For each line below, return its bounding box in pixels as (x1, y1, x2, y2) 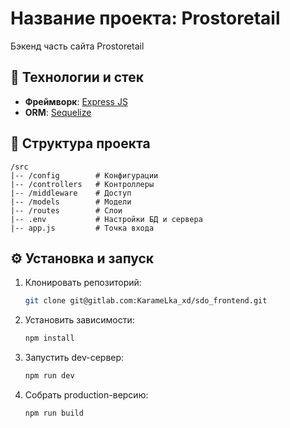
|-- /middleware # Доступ (10, 188, 132, 198)
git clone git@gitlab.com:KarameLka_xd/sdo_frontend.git (24, 296, 268, 306)
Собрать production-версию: (24, 389, 149, 401)
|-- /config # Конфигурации (10, 170, 159, 181)
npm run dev (24, 371, 75, 381)
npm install (24, 333, 75, 344)
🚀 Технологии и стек (10, 69, 145, 86)
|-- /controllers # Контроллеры (10, 179, 155, 189)
